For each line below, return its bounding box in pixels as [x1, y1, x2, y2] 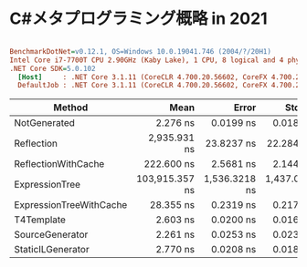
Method [53, 101, 89, 114]
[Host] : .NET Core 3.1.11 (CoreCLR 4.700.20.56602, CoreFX [17, 72, 268, 82]
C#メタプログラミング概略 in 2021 [9, 8, 268, 29]
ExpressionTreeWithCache [14, 199, 128, 211]
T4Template [14, 213, 67, 226]
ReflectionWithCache [14, 158, 105, 170]
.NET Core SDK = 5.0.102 [9, 64, 96, 73]
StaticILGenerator [14, 243, 90, 256]
